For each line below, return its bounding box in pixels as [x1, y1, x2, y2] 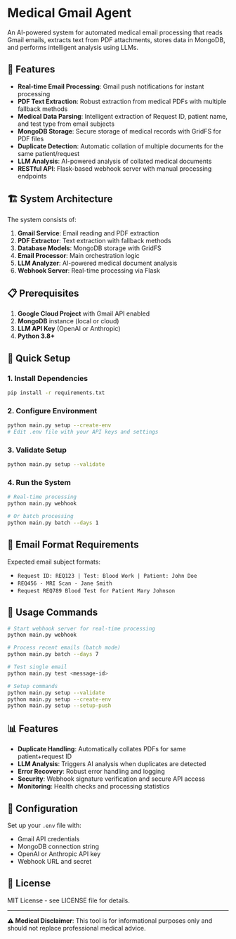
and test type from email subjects [17, 119, 114, 128]
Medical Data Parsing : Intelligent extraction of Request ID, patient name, [17, 112, 228, 120]
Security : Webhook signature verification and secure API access [17, 775, 206, 783]
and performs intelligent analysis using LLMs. [7, 43, 139, 51]
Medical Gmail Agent [7, 5, 132, 21]
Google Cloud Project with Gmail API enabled [17, 309, 150, 318]
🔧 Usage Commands [7, 607, 98, 619]
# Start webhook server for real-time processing [7, 625, 156, 632]
